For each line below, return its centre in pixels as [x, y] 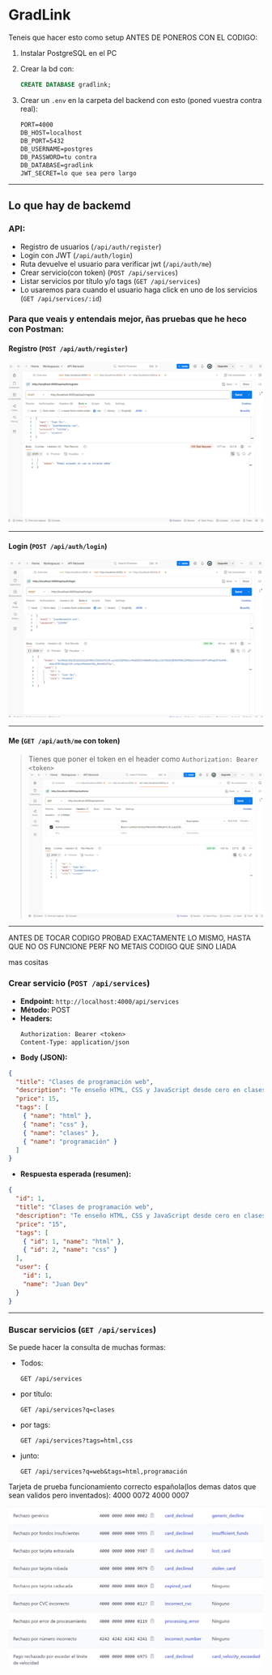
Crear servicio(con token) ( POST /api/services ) [99, 272]
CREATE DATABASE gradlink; [66, 84]
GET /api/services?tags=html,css [76, 1441]
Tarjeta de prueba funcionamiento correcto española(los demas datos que [132, 1486]
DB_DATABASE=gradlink [56, 165]
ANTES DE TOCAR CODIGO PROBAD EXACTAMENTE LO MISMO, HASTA [130, 938]
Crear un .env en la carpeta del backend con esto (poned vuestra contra [141, 100]
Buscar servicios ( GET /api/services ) [82, 1330]
